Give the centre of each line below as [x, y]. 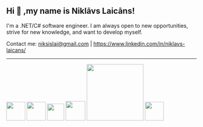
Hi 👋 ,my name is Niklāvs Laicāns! [71, 11]
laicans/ [16, 50]
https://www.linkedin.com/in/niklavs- [139, 43]
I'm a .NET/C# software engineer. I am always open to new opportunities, [97, 25]
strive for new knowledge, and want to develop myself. [75, 32]
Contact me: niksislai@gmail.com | [49, 43]
